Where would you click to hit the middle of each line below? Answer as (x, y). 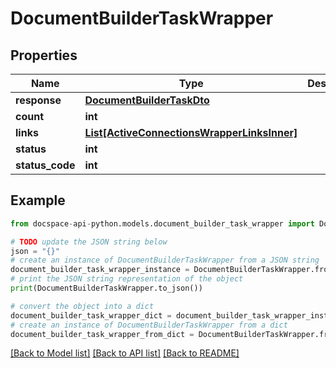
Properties (44, 55)
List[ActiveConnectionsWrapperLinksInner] (191, 132)
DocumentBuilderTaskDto (147, 100)
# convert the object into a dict (82, 306)
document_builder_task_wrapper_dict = (91, 315)
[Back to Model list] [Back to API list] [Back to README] (125, 353)
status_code (45, 165)
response (38, 100)
